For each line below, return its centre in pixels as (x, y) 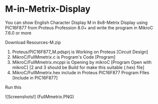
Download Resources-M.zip (33, 42)
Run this (13, 87)
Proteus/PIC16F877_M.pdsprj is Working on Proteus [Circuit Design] (80, 52)
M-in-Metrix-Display (48, 9)
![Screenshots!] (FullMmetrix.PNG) (39, 97)
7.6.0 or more (18, 33)
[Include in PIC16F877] (35, 78)
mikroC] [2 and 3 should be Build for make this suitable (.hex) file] (78, 67)
